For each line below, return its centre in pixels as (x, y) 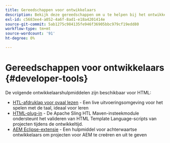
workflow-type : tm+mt (28, 29)
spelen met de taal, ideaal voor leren (50, 108)
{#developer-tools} (47, 79)
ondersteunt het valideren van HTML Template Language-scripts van (84, 118)
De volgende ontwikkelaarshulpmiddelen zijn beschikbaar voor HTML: (78, 92)
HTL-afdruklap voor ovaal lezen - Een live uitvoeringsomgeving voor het (88, 102)
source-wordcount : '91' (30, 33)
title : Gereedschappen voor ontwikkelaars (51, 10)
